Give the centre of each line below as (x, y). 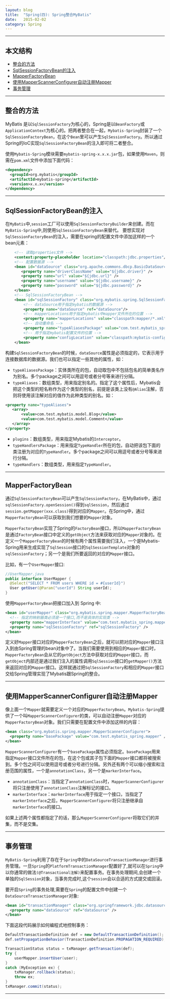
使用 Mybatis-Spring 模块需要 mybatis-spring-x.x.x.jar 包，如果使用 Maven (80, 154)
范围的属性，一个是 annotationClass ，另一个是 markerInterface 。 (77, 770)
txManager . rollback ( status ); (45, 972)
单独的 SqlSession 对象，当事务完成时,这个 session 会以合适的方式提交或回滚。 (85, 879)
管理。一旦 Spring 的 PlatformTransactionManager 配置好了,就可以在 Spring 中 (87, 866)
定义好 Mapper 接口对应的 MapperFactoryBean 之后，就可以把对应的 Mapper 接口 (82, 642)
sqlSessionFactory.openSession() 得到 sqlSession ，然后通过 (67, 504)
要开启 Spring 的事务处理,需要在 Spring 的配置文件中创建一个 (66, 889)
